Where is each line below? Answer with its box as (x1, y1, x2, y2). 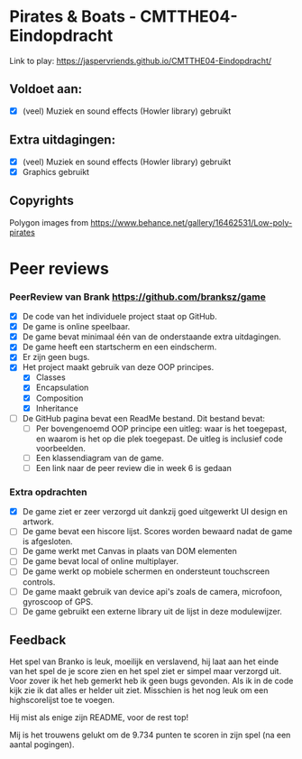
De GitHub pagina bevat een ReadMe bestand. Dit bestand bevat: (22, 412, 266, 423)
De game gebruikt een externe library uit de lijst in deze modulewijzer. (22, 606, 282, 616)
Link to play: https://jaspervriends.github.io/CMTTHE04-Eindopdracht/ (9, 55, 272, 66)
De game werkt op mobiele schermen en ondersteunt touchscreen (22, 566, 270, 577)
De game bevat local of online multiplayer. (22, 556, 178, 567)
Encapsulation (35, 382, 89, 393)
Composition (35, 393, 84, 403)
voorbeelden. (35, 442, 86, 453)
